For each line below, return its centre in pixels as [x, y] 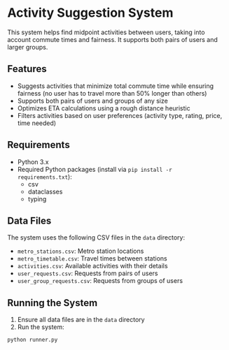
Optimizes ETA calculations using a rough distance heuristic [104, 108]
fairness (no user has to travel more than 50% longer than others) [112, 93]
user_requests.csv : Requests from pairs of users [88, 273]
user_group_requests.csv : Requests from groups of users [100, 281]
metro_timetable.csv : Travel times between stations [92, 258]
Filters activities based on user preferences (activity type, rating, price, [120, 115]
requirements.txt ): [44, 177]
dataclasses [45, 191]
